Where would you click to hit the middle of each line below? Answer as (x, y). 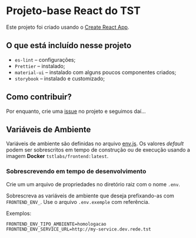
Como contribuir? (39, 97)
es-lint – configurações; (45, 59)
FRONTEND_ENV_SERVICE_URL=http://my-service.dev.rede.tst (79, 229)
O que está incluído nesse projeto (69, 46)
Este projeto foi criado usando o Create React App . (68, 27)
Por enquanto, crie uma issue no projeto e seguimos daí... (76, 111)
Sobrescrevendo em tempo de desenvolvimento (76, 172)
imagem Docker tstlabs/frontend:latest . (57, 156)
